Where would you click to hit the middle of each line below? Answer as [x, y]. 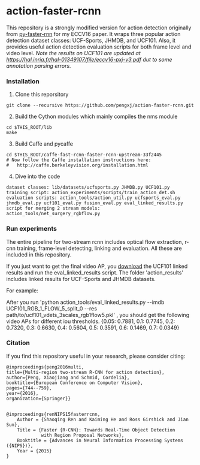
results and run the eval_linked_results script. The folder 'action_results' [95, 272]
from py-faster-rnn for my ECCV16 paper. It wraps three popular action [93, 34]
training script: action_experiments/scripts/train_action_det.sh [91, 193]
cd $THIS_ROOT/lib [29, 128]
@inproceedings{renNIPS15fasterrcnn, [53, 414]
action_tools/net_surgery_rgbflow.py [53, 214]
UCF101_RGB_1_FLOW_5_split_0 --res [52, 308]
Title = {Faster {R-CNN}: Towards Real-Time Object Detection [96, 430]
